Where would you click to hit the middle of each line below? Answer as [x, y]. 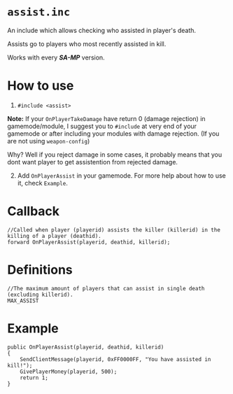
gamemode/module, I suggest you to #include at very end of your [102, 126]
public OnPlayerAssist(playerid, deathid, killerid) [86, 347]
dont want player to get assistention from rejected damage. [93, 162]
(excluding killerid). [40, 295]
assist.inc [39, 12]
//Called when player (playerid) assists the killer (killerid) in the [114, 230]
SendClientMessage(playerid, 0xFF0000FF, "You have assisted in [115, 359]
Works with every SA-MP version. [56, 57]
